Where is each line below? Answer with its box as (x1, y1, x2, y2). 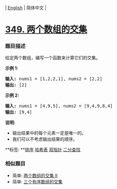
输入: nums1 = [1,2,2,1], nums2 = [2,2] (5, 76, 103, 82)
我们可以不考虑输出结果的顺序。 (12, 136, 78, 142)
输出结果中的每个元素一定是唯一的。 (12, 130, 86, 136)
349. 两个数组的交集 (5, 24, 87, 35)
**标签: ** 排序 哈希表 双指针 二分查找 (5, 147, 80, 152)
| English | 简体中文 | (5, 5, 47, 10)
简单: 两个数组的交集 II (12, 172, 58, 178)
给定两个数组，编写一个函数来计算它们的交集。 (5, 55, 100, 61)
